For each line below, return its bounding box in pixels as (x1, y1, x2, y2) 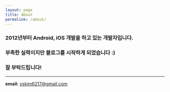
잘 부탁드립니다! (5, 64, 42, 71)
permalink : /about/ (5, 17, 47, 22)
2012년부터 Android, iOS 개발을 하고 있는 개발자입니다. (5, 34, 134, 41)
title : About (5, 12, 33, 17)
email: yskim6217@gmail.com (5, 80, 68, 86)
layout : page (5, 7, 33, 13)
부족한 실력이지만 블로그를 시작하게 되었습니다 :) (5, 49, 115, 56)
